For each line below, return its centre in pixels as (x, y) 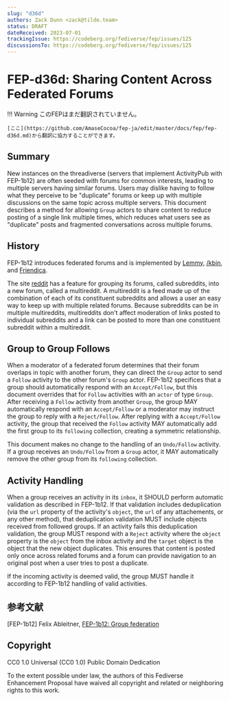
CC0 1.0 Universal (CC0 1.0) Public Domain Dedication (84, 662)
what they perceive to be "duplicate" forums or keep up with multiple (105, 195)
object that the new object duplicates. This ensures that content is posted (111, 548)
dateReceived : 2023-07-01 (44, 33)
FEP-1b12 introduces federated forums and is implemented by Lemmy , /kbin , (115, 263)
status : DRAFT (27, 26)
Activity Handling (45, 481)
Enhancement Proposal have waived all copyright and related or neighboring (115, 682)
